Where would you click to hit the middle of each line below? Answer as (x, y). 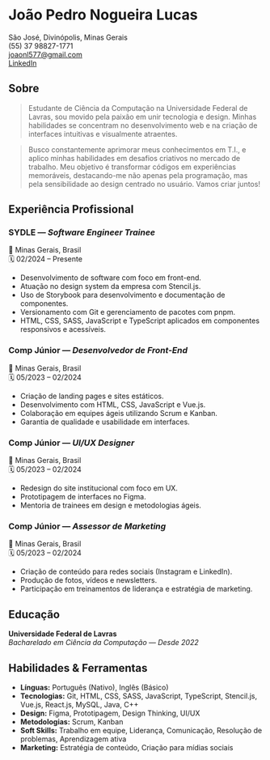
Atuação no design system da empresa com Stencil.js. (110, 287)
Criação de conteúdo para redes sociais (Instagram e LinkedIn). (126, 571)
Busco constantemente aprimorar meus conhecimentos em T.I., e (137, 149)
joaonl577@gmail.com (45, 54)
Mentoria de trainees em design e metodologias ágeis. (111, 505)
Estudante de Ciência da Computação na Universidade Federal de (138, 108)
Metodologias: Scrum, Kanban (72, 721)
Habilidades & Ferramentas (78, 668)
